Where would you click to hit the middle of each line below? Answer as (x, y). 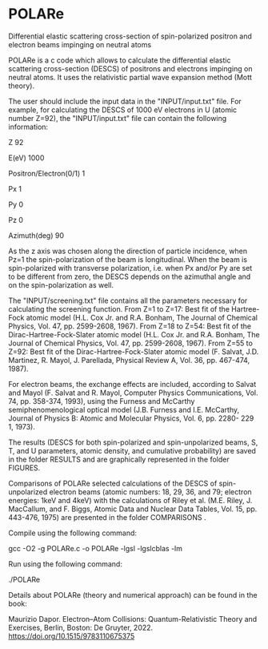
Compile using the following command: (73, 533)
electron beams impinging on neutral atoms (80, 44)
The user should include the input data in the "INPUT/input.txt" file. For (125, 101)
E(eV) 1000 (26, 158)
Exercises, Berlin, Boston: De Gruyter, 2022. (81, 627)
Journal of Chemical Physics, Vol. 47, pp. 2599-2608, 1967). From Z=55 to (131, 343)
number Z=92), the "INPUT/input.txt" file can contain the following (118, 118)
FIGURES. (24, 468)
